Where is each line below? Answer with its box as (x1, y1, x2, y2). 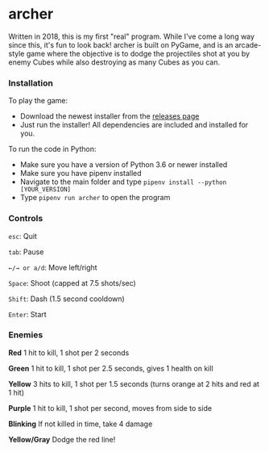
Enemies (8, 329, 43, 341)
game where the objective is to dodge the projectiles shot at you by (26, 48, 250, 58)
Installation (8, 77, 54, 89)
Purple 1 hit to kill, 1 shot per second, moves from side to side (8, 403, 212, 412)
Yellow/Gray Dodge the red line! (8, 434, 116, 444)
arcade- (234, 40, 262, 49)
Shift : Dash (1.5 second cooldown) (8, 294, 125, 303)
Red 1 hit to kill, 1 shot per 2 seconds (8, 348, 130, 358)
